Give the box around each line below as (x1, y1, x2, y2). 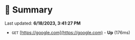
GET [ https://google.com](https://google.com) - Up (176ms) (11, 29, 131, 35)
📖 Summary (4, 4, 53, 15)
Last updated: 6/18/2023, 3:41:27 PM (4, 20, 81, 26)
